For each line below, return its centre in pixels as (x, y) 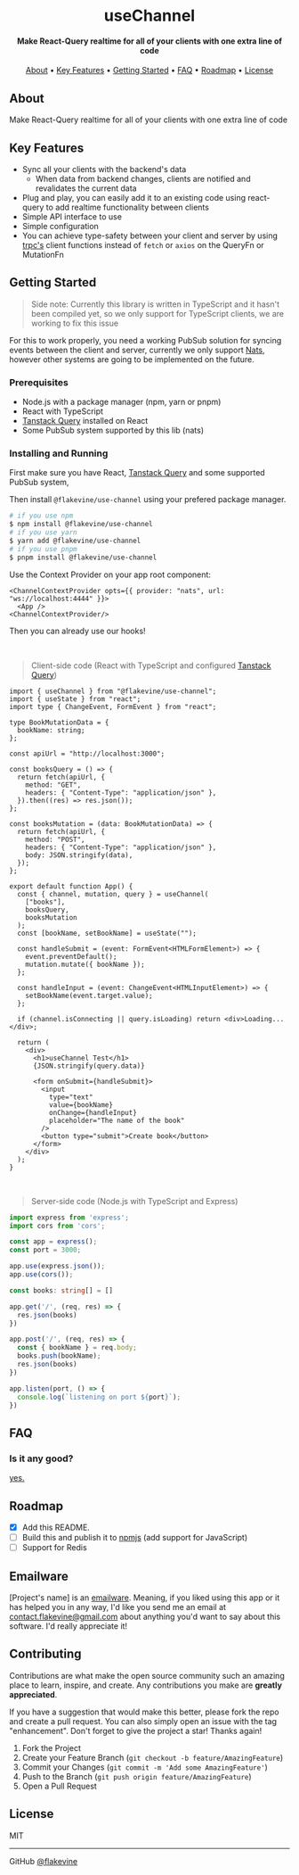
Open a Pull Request (60, 1786)
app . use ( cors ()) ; (41, 1275)
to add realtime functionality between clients (127, 207)
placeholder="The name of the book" (117, 1120)
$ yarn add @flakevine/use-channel (75, 541)
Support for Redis (54, 1548)
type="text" (71, 1097)
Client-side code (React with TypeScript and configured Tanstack (151, 665)
